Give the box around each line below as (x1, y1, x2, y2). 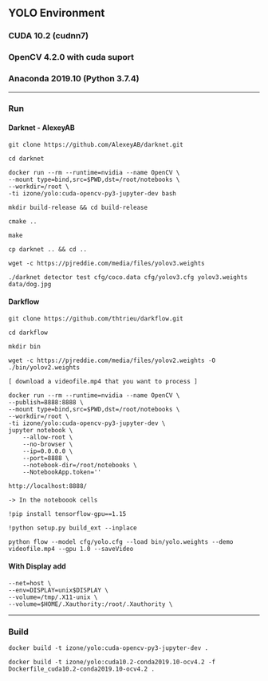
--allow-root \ (22, 433, 73, 441)
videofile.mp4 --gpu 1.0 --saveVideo (8, 545, 134, 553)
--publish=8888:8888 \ (8, 398, 84, 406)
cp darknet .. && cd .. (8, 245, 88, 254)
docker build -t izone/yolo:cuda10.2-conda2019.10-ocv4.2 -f (8, 658, 216, 667)
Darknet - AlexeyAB (8, 123, 76, 132)
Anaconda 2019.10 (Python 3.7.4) (8, 73, 140, 85)
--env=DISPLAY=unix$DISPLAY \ (8, 586, 109, 595)
